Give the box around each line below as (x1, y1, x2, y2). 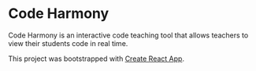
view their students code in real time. (8, 38, 128, 48)
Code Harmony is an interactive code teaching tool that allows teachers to (8, 30, 249, 40)
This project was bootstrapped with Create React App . (8, 54, 185, 63)
